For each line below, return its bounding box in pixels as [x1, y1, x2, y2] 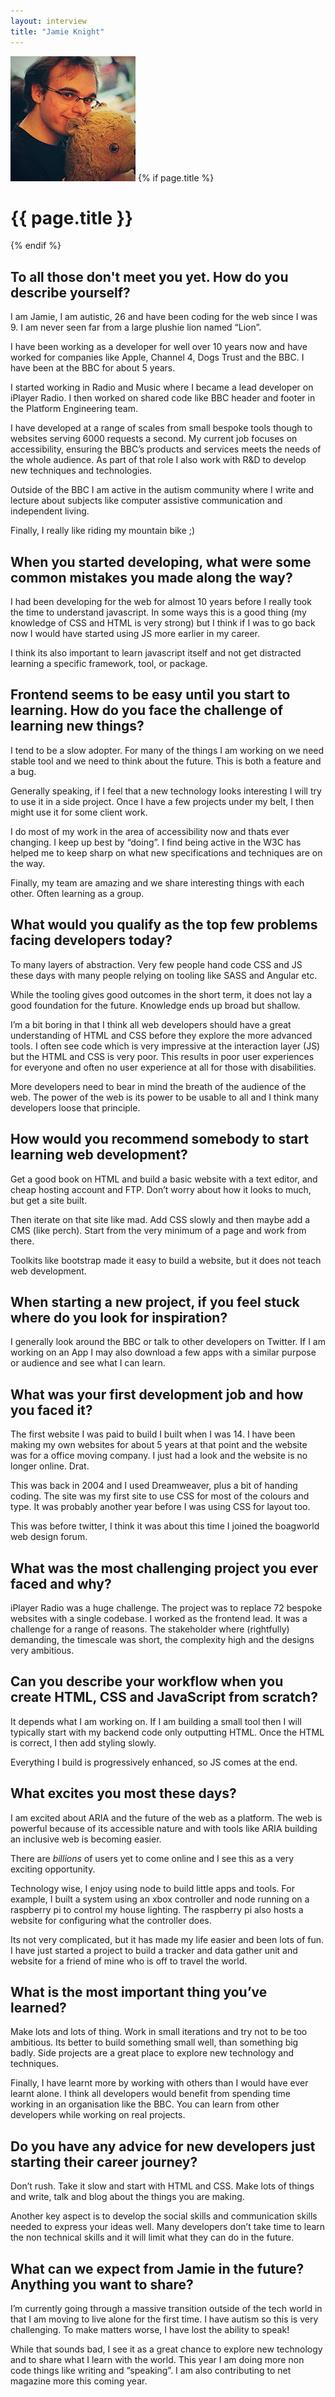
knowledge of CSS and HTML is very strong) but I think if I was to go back [10, 617, 316, 629]
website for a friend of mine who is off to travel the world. [10, 1955, 248, 1967]
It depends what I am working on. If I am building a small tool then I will [10, 1715, 302, 1727]
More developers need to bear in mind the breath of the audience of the [10, 1080, 307, 1092]
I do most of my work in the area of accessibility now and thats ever [10, 825, 290, 837]
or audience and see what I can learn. [10, 1357, 166, 1369]
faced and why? [10, 1575, 112, 1592]
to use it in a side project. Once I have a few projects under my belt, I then [10, 795, 315, 807]
